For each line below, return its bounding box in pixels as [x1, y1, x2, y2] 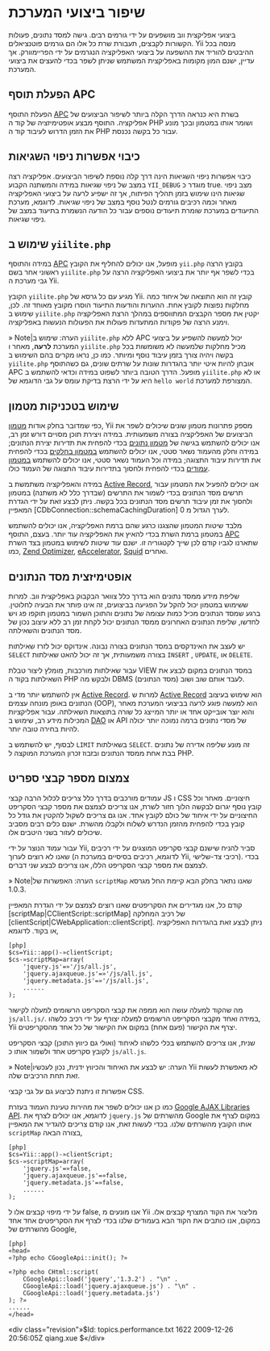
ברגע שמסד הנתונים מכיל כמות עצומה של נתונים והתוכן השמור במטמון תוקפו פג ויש [8, 609, 261, 618]
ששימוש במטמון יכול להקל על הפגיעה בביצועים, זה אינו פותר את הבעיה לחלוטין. [8, 600, 248, 609]
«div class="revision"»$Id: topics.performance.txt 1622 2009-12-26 [8, 1324, 234, 1334]
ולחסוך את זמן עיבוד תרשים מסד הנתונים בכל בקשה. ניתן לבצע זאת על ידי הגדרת [8, 497, 252, 506]
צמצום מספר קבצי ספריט [8, 771, 131, 786]
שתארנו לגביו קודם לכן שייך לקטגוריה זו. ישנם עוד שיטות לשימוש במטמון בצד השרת [8, 538, 259, 548]
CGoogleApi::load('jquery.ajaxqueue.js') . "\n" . [23, 1282, 197, 1290]
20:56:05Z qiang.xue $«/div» [8, 1332, 106, 1343]
